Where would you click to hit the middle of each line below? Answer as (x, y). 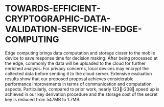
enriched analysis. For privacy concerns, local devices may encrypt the (77, 68)
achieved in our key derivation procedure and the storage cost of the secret (81, 94)
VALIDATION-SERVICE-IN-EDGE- (73, 29)
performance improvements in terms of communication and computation (78, 84)
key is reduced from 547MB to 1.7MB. (43, 99)
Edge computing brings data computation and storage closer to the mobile (80, 53)
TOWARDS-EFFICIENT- (53, 9)
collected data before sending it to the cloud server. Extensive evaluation (79, 73)
